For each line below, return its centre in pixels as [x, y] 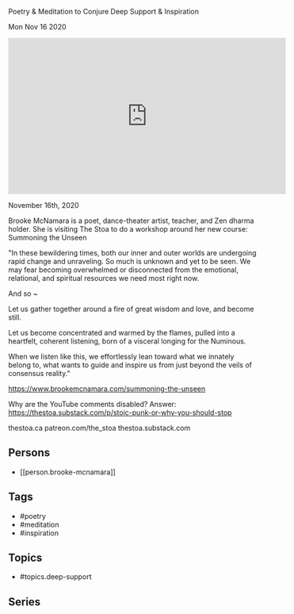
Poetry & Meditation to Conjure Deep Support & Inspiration [104, 12]
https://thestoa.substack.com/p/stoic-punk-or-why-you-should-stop [120, 413]
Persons [29, 453]
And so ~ [23, 294]
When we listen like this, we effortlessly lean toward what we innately [121, 357]
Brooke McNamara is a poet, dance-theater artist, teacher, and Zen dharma [131, 221]
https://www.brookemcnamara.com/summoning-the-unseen [107, 389]
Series [25, 602]
